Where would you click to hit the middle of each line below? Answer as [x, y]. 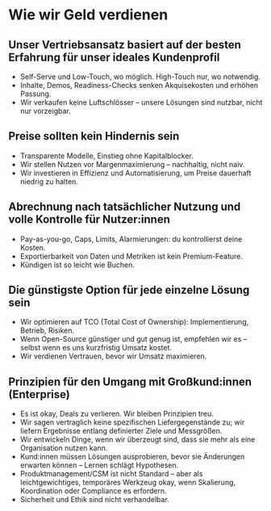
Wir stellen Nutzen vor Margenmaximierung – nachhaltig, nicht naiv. [132, 164]
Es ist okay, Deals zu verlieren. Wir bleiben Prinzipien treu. [117, 414]
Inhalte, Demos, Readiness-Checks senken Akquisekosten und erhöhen [139, 85]
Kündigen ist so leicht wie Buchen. [77, 265]
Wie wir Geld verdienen [88, 15]
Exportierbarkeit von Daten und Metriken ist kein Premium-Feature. [131, 256]
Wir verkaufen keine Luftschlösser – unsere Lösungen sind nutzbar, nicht [141, 102]
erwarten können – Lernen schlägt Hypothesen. [99, 465]
